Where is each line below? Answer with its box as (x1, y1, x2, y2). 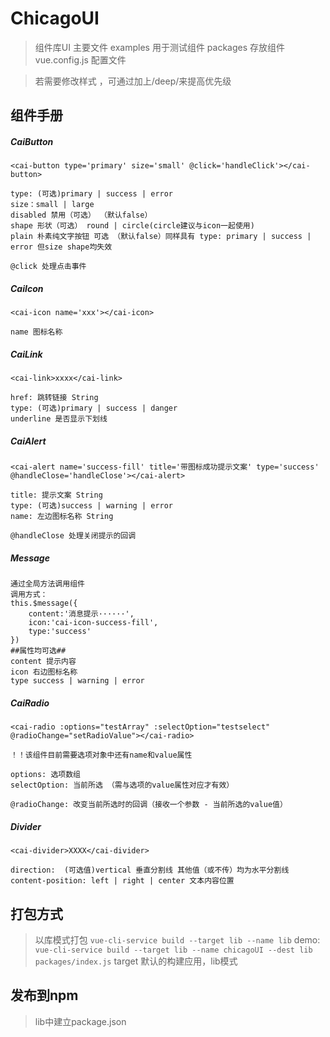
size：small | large (10, 200, 95, 210)
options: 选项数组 (10, 770, 81, 780)
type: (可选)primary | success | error (10, 189, 174, 199)
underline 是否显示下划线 (10, 414, 108, 424)
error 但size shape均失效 (10, 242, 113, 252)
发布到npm (10, 987, 79, 1004)
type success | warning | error (10, 676, 145, 686)
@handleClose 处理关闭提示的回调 (10, 531, 137, 541)
